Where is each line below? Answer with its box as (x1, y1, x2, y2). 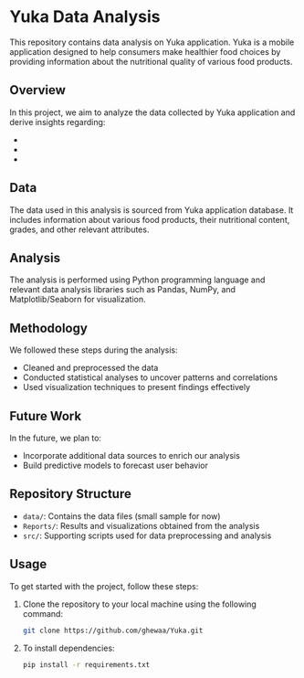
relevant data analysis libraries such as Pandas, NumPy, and (9, 284, 236, 295)
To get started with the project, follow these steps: (9, 580, 199, 591)
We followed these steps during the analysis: (9, 344, 178, 355)
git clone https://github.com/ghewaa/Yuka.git (22, 626, 204, 635)
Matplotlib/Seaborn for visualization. (9, 294, 146, 305)
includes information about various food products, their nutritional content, (9, 214, 290, 225)
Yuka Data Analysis (9, 6, 161, 27)
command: (22, 608, 64, 619)
